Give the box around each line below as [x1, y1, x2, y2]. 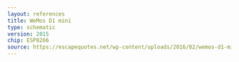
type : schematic [7, 24, 55, 31]
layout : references [7, 10, 65, 18]
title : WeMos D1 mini [7, 17, 72, 24]
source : [7, 43, 31, 51]
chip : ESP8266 [7, 37, 50, 44]
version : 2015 [7, 30, 50, 38]
